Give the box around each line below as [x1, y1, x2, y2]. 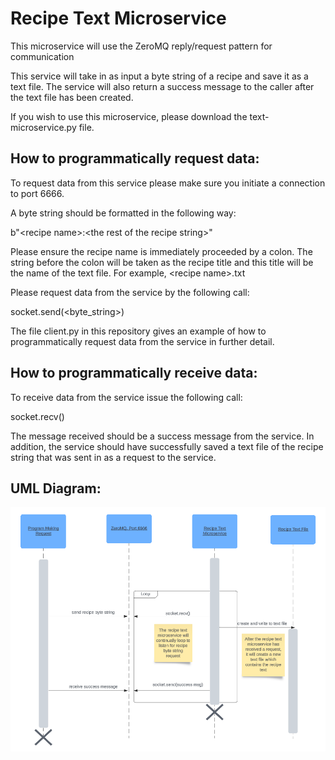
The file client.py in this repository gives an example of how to [10, 325, 267, 337]
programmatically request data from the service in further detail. [10, 335, 275, 347]
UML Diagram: [10, 480, 102, 497]
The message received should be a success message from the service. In [10, 430, 315, 442]
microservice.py [10, 121, 77, 133]
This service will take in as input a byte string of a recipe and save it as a [10, 70, 309, 82]
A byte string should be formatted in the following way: [10, 207, 237, 219]
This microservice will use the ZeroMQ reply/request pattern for [10, 40, 273, 52]
